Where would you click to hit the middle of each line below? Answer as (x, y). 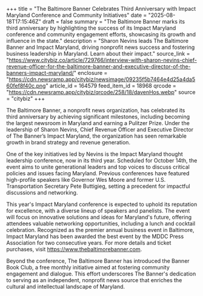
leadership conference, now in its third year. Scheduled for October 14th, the (102, 160)
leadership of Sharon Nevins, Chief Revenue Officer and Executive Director (100, 130)
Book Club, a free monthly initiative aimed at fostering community (88, 267)
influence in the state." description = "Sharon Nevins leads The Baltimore (98, 41)
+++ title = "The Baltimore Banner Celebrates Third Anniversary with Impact (101, 9)
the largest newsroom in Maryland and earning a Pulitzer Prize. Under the (98, 123)
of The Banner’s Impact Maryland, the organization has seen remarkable (96, 136)
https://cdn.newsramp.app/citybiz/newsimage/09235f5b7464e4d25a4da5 (102, 79)
